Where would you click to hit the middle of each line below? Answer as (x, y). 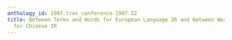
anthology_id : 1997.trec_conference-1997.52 (72, 13)
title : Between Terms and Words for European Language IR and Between (111, 20)
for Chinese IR (35, 26)
